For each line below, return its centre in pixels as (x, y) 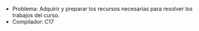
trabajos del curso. (36, 15)
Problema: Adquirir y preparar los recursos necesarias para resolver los (102, 9)
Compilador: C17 (33, 22)
